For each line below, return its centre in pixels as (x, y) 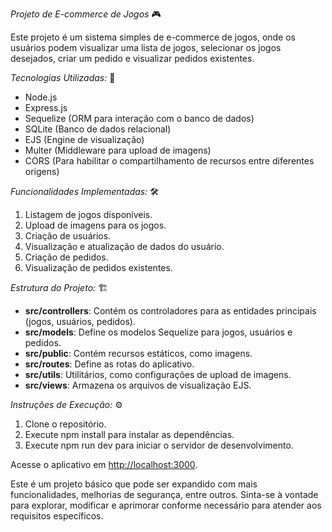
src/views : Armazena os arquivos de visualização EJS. (138, 385)
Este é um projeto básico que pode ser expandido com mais (134, 484)
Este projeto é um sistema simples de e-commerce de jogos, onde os (153, 37)
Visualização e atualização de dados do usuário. (124, 246)
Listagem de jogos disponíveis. (88, 214)
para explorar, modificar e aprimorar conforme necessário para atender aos (166, 505)
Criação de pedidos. (66, 257)
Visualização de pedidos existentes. (98, 267)
